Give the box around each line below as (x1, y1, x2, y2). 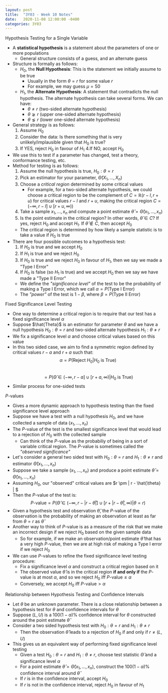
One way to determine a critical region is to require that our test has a (12, 311, 156, 317)
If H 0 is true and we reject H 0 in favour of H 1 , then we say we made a (20, 257, 162, 264)
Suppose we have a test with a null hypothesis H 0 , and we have (12, 413, 144, 421)
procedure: (12, 558, 36, 564)
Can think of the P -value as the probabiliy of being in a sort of (20, 438, 148, 444)
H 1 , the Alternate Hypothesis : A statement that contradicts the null (20, 89, 158, 96)
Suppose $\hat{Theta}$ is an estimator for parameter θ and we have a (12, 322, 158, 328)
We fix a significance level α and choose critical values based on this (12, 333, 155, 339)
